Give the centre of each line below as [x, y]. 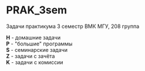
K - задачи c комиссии [35, 62]
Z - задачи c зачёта [31, 56]
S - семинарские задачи [37, 49]
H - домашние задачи [33, 37]
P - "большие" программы [39, 44]
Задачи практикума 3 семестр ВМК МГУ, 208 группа [73, 26]
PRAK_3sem [37, 10]
